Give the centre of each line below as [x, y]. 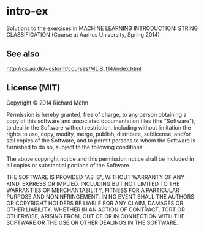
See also [23, 54]
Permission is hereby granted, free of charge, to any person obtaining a [96, 114]
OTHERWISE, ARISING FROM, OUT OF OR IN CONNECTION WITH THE [96, 216]
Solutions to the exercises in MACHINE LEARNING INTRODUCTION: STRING [102, 28]
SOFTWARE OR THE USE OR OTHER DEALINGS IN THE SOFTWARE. [92, 222]
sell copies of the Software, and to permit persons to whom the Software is [101, 140]
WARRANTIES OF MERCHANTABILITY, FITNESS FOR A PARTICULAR [93, 190]
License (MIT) [33, 88]
